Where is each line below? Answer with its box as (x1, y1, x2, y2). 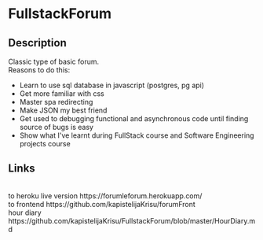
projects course (19, 139, 71, 148)
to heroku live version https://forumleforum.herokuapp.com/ (8, 190, 203, 201)
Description (8, 36, 67, 50)
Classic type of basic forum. (8, 57, 100, 66)
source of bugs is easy (19, 123, 94, 131)
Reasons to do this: (8, 65, 71, 75)
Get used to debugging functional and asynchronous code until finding (19, 114, 249, 123)
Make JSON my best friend (19, 105, 108, 115)
